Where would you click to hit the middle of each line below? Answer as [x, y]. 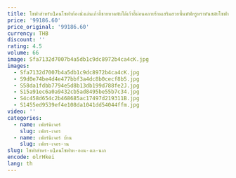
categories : [25, 118]
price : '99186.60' [34, 20]
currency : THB [28, 33]
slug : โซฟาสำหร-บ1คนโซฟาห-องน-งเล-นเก [57, 151]
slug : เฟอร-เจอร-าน [45, 144]
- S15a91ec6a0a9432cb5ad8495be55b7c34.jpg [77, 92]
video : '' [22, 111]
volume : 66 [23, 53]
